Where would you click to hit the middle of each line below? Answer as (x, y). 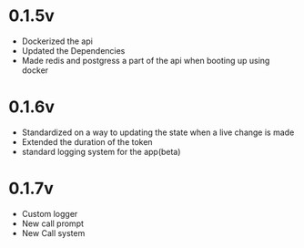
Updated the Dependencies (73, 50)
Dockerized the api (57, 41)
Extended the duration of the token (87, 141)
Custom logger (50, 213)
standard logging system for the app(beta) (101, 151)
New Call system (53, 232)
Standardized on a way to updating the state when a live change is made (158, 132)
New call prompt (52, 223)
